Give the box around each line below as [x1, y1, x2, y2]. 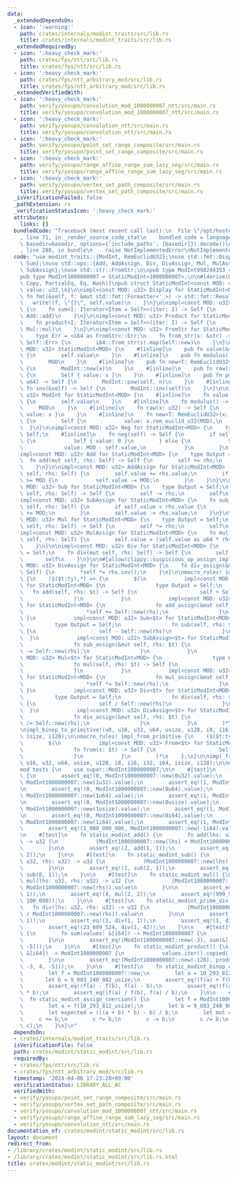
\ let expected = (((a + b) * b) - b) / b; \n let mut [20, 1008, 226, 1016]
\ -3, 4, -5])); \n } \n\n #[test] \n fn [20, 962, 162, 970]
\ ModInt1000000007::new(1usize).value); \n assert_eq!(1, [20, 805, 217, 813]
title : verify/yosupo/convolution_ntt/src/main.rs [20, 129, 172, 136]
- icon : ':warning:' [13, 23, 74, 30]
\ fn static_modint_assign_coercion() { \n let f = [20, 996, 197, 1003]
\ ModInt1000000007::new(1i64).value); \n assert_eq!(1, [20, 818, 210, 825]
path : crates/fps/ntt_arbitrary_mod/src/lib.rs [20, 76, 162, 83]
